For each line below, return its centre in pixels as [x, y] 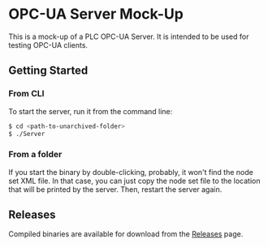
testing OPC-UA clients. [48, 45]
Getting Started [48, 71]
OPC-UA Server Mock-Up [96, 14]
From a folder [35, 155]
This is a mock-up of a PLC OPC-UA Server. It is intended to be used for [129, 36]
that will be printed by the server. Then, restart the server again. [115, 189]
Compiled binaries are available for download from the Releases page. [126, 234]
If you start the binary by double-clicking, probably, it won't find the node [131, 172]
